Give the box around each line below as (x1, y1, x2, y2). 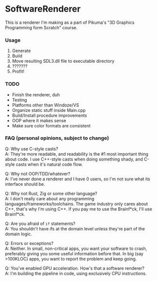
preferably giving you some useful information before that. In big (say (5, 250, 144, 256)
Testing (12, 97, 28, 103)
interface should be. (5, 181, 45, 187)
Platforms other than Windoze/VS (12, 102, 79, 108)
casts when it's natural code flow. (16, 161, 83, 167)
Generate (12, 48, 31, 54)
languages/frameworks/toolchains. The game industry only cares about (5, 201, 148, 207)
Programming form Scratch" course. (5, 24, 78, 30)
